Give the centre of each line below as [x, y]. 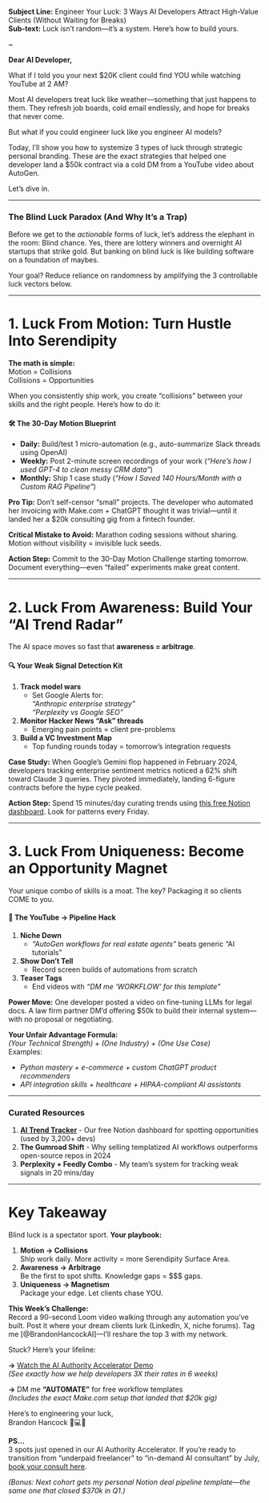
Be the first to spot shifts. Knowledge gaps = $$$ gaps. [111, 1276]
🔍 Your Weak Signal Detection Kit [66, 665]
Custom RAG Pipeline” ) [58, 487]
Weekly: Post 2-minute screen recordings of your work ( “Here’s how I [135, 461]
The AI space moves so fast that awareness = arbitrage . [102, 647]
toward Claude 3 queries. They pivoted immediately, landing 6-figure [122, 778]
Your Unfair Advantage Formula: [63, 1034]
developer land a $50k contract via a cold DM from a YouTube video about [131, 165]
